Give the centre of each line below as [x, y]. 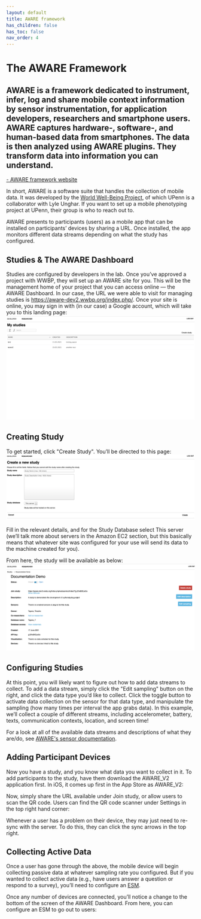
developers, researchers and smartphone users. [98, 118]
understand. [30, 165]
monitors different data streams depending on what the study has [87, 235]
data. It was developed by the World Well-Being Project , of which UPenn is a [100, 198]
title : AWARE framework [36, 19]
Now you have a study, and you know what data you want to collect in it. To [99, 772]
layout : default [26, 13]
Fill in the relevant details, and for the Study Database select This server [95, 529]
